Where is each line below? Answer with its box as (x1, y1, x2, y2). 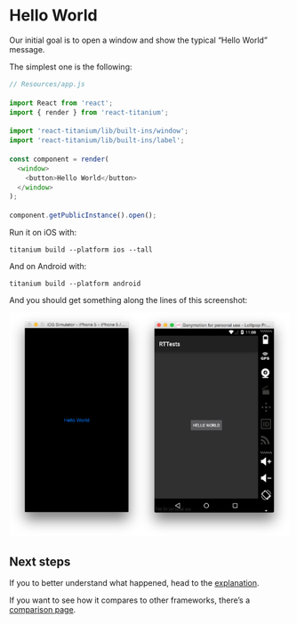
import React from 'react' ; (9, 99, 114, 108)
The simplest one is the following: (9, 61, 132, 72)
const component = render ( (9, 155, 109, 164)
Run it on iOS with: (9, 228, 77, 238)
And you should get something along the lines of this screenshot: (9, 295, 248, 306)
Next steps (9, 554, 71, 569)
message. (9, 44, 45, 54)
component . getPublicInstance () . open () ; (9, 211, 157, 220)
